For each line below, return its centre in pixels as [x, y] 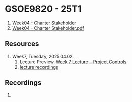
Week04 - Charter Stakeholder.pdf [48, 28]
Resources [22, 44]
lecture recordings [39, 67]
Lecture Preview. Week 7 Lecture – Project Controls [73, 62]
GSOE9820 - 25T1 [43, 9]
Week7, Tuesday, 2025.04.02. [43, 56]
